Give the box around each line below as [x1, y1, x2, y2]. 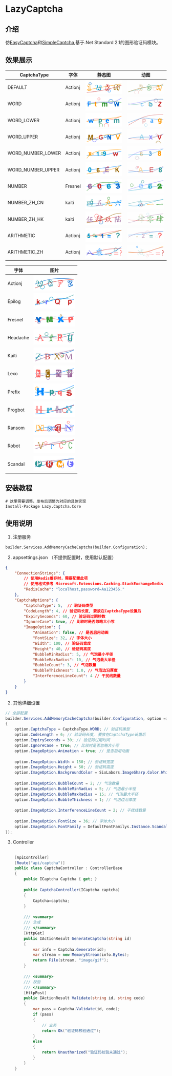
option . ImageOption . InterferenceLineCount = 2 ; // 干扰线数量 [14, 808, 146, 813]
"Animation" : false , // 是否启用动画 [32, 630, 109, 636]
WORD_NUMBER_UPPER [7, 166, 60, 172]
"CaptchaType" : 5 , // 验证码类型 [24, 603, 94, 608]
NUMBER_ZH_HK [7, 216, 44, 222]
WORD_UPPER [7, 134, 38, 140]
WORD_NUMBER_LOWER [7, 150, 61, 157]
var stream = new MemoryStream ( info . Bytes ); [32, 952, 130, 957]
